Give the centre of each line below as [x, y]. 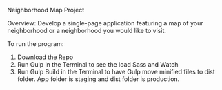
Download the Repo [45, 57]
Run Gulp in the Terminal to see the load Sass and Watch [98, 64]
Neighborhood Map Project [46, 10]
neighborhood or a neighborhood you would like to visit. [87, 31]
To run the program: [36, 44]
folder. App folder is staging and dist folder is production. [98, 79]
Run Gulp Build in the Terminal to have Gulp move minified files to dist [116, 72]
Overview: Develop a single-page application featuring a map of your [105, 23]
